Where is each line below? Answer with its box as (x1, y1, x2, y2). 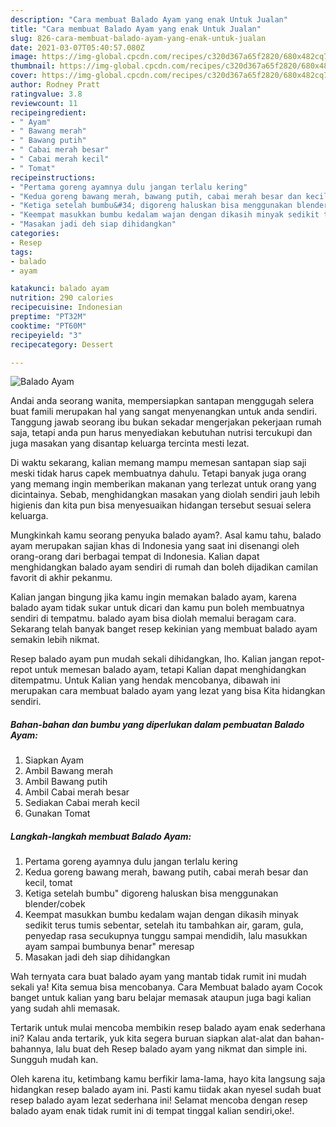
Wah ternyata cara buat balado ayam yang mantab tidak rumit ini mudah (10, 971, 307, 983)
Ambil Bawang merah (24, 765, 113, 777)
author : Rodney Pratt (10, 80, 101, 90)
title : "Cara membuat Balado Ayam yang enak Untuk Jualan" (10, 24, 262, 34)
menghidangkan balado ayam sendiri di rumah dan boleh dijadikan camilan (10, 561, 319, 573)
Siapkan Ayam (24, 754, 84, 766)
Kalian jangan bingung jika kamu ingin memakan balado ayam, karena (10, 591, 297, 603)
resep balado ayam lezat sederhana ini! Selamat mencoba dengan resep (10, 1094, 308, 1106)
